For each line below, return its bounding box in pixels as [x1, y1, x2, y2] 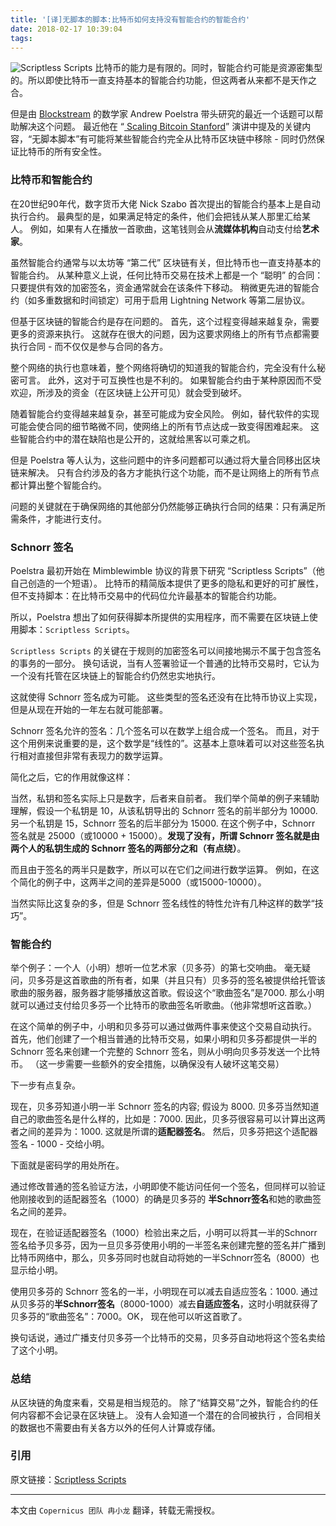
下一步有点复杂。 [10, 1079, 81, 1091]
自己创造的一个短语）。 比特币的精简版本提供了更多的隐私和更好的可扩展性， [10, 577, 324, 589]
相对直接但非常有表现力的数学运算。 [18, 749, 168, 761]
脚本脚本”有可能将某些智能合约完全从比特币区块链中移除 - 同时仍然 [40, 133, 317, 145]
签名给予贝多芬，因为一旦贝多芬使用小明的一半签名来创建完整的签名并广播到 [10, 1239, 326, 1251]
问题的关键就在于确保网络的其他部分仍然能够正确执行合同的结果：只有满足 [10, 500, 317, 512]
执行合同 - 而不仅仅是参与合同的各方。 [10, 340, 169, 352]
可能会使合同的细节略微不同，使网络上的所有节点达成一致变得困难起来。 [10, 420, 308, 432]
